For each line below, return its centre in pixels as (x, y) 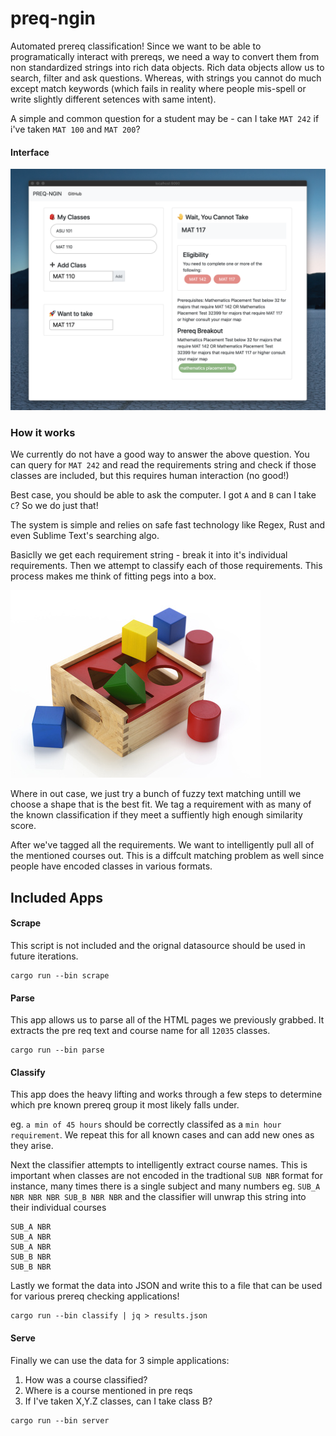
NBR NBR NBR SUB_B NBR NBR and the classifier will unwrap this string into (158, 1197)
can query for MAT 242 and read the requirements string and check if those (163, 465)
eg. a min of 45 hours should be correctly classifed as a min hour (146, 1124)
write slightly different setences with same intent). (113, 99)
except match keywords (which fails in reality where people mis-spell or (158, 88)
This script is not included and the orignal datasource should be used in (158, 945)
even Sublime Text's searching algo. (85, 536)
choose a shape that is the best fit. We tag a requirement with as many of (161, 804)
